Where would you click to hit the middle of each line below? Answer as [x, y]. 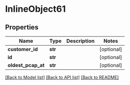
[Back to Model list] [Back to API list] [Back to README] [62, 77]
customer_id [23, 49]
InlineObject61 [35, 9]
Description [80, 41]
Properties [22, 27]
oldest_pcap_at [26, 65]
